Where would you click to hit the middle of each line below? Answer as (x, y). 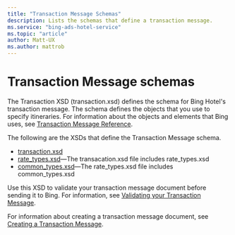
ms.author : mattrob (36, 47)
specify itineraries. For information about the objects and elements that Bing (118, 116)
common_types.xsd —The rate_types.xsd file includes (95, 166)
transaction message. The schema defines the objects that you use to (109, 109)
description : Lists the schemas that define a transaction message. (110, 21)
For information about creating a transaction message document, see (108, 216)
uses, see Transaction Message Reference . (70, 124)
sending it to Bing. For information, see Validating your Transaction (104, 195)
